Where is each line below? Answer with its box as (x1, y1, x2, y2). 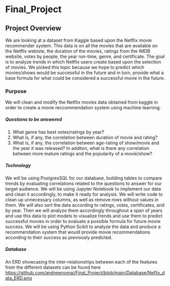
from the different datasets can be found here (5, 264, 101, 270)
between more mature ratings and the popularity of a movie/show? (12, 151, 152, 157)
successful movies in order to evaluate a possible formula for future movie (5, 218, 161, 225)
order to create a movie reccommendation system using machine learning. (5, 105, 161, 111)
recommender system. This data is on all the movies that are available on (5, 43, 158, 49)
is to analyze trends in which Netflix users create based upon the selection (5, 59, 161, 65)
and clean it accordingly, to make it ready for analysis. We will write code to (5, 192, 163, 198)
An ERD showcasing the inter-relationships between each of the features (5, 259, 157, 265)
